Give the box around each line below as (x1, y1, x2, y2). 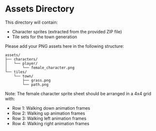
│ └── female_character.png (5, 65, 75, 70)
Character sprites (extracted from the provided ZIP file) (12, 29, 122, 34)
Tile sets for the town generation (12, 34, 78, 40)
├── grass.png (22, 78, 51, 83)
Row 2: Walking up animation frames (12, 110, 85, 116)
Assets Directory (5, 3, 75, 15)
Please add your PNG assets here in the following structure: (5, 43, 125, 49)
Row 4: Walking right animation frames (12, 120, 90, 126)
